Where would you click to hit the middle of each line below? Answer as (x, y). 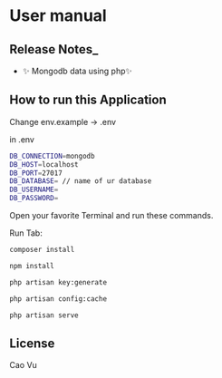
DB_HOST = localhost (44, 164)
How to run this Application (88, 100)
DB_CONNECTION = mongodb (52, 156)
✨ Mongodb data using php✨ (77, 71)
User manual (58, 16)
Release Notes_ (54, 49)
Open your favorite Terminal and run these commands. (111, 216)
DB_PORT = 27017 (36, 173)
